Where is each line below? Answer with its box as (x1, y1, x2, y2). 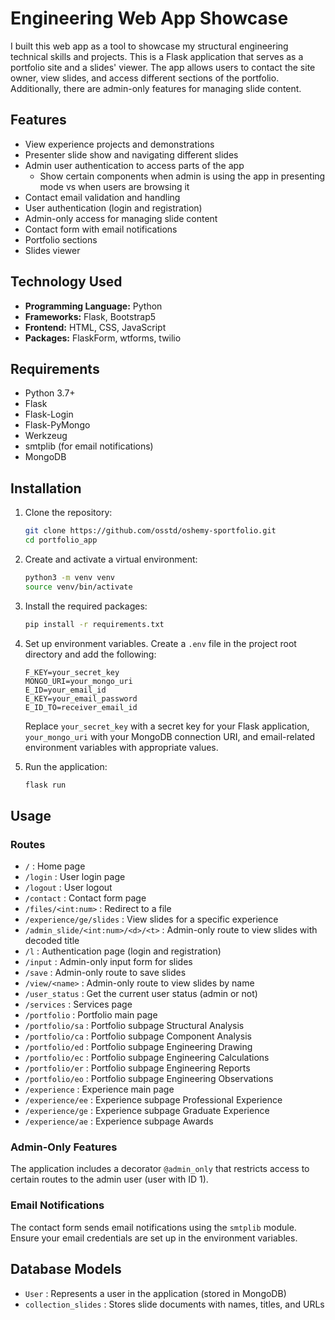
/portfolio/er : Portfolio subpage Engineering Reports (24, 1062, 251, 1074)
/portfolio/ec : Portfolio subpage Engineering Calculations (24, 1052, 270, 1064)
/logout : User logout (24, 882, 113, 894)
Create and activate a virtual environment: (24, 553, 198, 565)
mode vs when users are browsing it (39, 180, 190, 192)
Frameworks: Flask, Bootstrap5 (24, 310, 157, 322)
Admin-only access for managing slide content (24, 212, 218, 224)
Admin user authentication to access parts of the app (24, 159, 245, 171)
